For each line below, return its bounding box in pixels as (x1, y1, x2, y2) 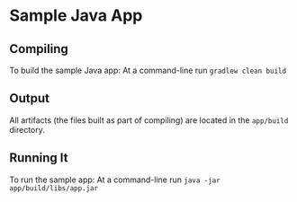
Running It (9, 150, 68, 166)
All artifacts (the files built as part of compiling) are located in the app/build (9, 114, 289, 126)
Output (9, 91, 49, 106)
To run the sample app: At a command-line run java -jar (9, 174, 220, 185)
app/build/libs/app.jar (9, 183, 99, 193)
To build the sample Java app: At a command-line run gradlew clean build (9, 65, 286, 75)
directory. (9, 124, 45, 135)
